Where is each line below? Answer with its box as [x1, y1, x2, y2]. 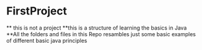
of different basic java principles [6, 37, 87, 44]
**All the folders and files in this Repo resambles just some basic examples [6, 30, 197, 37]
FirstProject [6, 4, 67, 18]
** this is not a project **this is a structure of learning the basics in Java [6, 24, 187, 31]
